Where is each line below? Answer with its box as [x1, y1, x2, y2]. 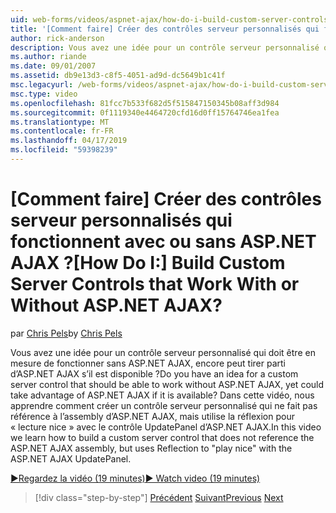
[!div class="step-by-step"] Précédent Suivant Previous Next [34, 491, 284, 503]
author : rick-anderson [10, 33, 105, 43]
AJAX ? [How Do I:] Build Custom [10, 252, 286, 275]
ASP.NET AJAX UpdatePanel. [10, 452, 132, 465]
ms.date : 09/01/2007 [10, 61, 97, 71]
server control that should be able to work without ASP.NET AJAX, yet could [10, 378, 325, 390]
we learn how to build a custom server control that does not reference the [10, 431, 315, 443]
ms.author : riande [10, 52, 87, 62]
